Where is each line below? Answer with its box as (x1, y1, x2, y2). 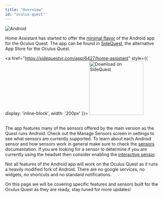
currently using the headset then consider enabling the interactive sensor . (5, 151, 156, 157)
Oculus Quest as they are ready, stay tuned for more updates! (5, 186, 131, 192)
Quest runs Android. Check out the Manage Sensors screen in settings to (5, 130, 155, 136)
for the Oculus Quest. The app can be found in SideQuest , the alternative (5, 40, 155, 46)
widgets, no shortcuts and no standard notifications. (5, 171, 112, 177)
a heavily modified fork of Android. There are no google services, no (5, 166, 145, 172)
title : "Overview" (5, 7, 43, 12)
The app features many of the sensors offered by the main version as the (5, 125, 155, 131)
